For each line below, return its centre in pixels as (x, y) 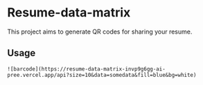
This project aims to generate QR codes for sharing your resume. (100, 32)
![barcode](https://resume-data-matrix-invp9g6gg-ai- (87, 69)
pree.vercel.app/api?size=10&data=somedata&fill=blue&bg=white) (102, 75)
